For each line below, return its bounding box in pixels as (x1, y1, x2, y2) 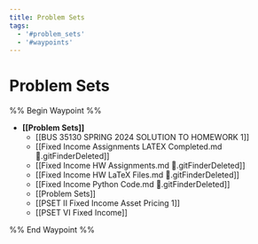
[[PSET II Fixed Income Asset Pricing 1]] (35, 198, 180, 209)
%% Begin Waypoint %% (9, 106, 102, 116)
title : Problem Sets (9, 12, 86, 22)
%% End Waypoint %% (9, 224, 95, 235)
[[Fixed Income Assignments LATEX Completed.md (35, 141, 223, 152)
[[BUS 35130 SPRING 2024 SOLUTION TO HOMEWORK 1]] (35, 132, 250, 143)
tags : (9, 21, 29, 30)
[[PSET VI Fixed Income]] (35, 208, 129, 218)
